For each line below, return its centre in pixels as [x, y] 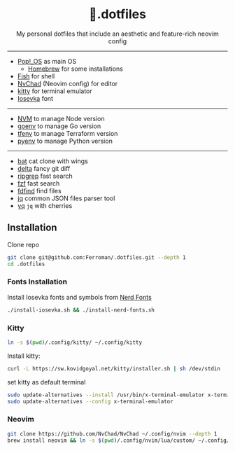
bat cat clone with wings [53, 161]
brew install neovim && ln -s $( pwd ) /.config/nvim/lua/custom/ [101, 440]
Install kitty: [24, 356]
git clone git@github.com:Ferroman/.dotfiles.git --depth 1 [97, 257]
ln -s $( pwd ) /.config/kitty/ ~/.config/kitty [74, 342]
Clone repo [23, 244]
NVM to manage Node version [61, 118]
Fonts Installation [37, 282]
